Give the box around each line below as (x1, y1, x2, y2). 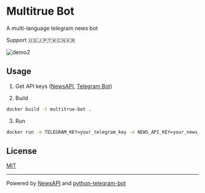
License (6, 145, 37, 156)
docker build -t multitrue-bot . (6, 106, 92, 112)
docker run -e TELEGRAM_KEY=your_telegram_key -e (6, 129, 135, 135)
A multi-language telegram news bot (6, 24, 98, 32)
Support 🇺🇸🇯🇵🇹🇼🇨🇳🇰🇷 (6, 36, 76, 43)
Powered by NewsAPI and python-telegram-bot (6, 180, 126, 187)
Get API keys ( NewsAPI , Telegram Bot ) (15, 82, 113, 90)
